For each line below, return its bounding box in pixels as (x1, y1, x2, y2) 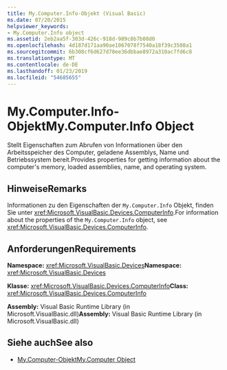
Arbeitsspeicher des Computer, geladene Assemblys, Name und (7, 149, 189, 157)
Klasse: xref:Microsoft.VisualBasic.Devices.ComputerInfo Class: (7, 281, 188, 290)
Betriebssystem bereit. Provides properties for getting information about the (7, 155, 221, 164)
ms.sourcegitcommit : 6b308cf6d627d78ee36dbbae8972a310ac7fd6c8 (7, 49, 193, 56)
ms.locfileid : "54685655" (7, 74, 81, 81)
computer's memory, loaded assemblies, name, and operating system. (7, 163, 207, 171)
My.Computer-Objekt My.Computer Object (17, 355, 136, 363)
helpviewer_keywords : (7, 23, 69, 30)
